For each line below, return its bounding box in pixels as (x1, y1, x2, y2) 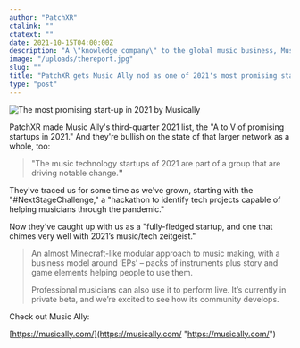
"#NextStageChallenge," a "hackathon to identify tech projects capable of (9, 194, 281, 205)
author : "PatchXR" (9, 13, 78, 22)
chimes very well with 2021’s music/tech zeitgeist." (9, 230, 196, 242)
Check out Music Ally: (9, 310, 90, 322)
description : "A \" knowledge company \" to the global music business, (9, 47, 278, 55)
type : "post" (9, 80, 58, 89)
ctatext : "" (9, 30, 54, 38)
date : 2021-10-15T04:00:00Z (9, 38, 114, 47)
